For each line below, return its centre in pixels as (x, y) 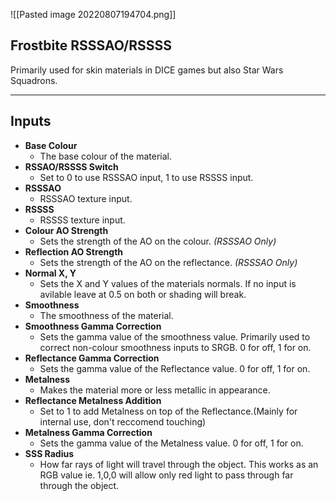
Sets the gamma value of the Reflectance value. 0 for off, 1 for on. (175, 368)
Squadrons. (34, 80)
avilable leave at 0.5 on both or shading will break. (143, 294)
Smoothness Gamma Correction (93, 326)
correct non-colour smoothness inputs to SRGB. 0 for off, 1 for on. (175, 347)
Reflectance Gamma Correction (92, 358)
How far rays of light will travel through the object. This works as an (179, 464)
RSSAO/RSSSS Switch (71, 166)
